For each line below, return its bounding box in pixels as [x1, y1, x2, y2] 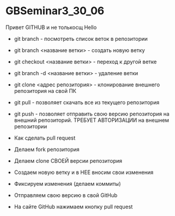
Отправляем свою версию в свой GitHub [14, 191, 118, 199]
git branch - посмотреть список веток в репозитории [14, 35, 148, 42]
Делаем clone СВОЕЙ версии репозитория [14, 157, 123, 164]
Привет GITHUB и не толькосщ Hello [5, 24, 97, 31]
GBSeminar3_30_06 [5, 4, 104, 18]
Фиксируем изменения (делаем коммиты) [14, 180, 121, 187]
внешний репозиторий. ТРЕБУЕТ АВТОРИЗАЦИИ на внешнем [14, 117, 169, 124]
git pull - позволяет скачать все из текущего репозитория [14, 99, 160, 106]
